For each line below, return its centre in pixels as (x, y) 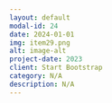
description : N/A (42, 84)
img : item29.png (40, 43)
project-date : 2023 (46, 59)
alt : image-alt (38, 51)
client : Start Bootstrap (56, 68)
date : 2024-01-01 (42, 34)
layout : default (40, 17)
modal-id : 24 (34, 26)
